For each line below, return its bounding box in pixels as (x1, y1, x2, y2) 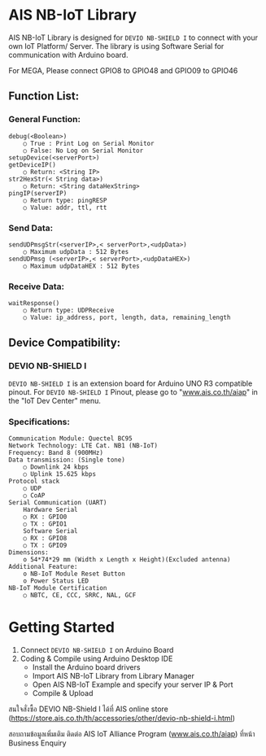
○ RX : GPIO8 (23, 535, 68, 543)
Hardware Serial (23, 506, 79, 514)
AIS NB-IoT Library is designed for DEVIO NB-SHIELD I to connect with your (8, 33, 259, 42)
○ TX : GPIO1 (23, 520, 68, 528)
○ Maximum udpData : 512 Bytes (23, 247, 129, 256)
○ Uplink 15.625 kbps (23, 470, 96, 479)
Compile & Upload (32, 688, 94, 698)
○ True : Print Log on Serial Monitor (23, 139, 155, 147)
